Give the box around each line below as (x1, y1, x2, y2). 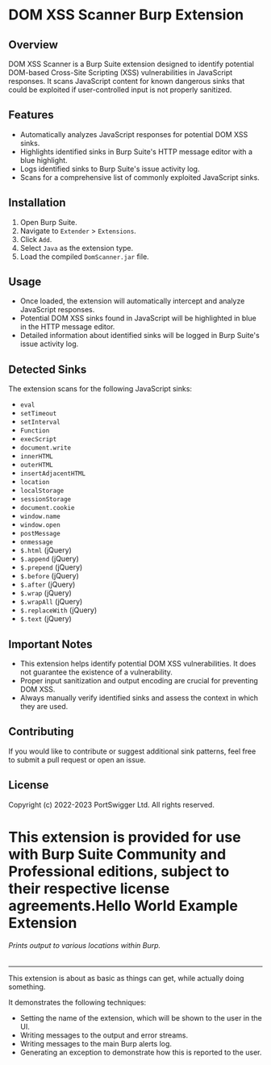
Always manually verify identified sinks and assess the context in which (19, 693, 259, 703)
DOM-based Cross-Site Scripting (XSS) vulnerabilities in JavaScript (8, 68, 233, 77)
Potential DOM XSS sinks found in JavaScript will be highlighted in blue (19, 313, 256, 324)
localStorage (19, 487, 65, 495)
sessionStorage (19, 495, 72, 503)
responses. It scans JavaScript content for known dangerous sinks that (8, 77, 245, 86)
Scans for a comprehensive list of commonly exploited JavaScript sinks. (19, 172, 260, 182)
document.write (19, 444, 72, 453)
